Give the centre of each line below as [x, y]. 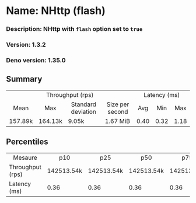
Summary [24, 79]
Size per [118, 104]
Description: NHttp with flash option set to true [74, 29]
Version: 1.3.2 [26, 45]
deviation [83, 111]
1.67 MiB [117, 121]
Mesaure [25, 157]
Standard [83, 104]
